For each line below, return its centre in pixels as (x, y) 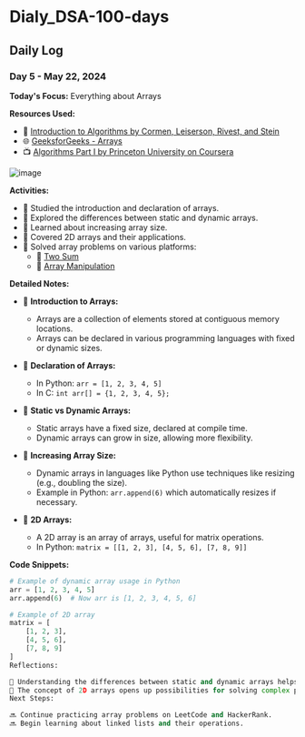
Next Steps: (32, 699)
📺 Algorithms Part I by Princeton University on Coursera (128, 151)
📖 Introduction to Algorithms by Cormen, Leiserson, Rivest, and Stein (151, 131)
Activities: (30, 190)
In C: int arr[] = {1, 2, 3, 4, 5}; (103, 392)
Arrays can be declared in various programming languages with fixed (165, 338)
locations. (54, 328)
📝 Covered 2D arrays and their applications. (104, 237)
